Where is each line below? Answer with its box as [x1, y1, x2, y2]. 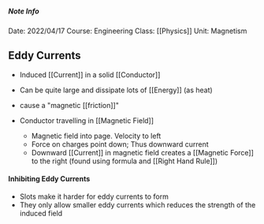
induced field [19, 208, 63, 218]
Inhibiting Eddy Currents [8, 174, 91, 184]
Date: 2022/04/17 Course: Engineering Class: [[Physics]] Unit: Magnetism [8, 26, 247, 35]
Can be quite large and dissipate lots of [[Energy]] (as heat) [19, 85, 213, 95]
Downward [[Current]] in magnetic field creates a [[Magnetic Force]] [31, 147, 255, 157]
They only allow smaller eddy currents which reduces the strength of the [19, 200, 256, 209]
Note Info [8, 6, 39, 16]
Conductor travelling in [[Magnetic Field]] [19, 115, 154, 125]
